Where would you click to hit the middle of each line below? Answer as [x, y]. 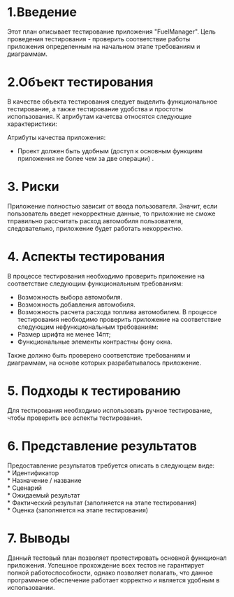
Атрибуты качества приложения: [57, 137]
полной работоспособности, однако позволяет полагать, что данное [110, 573]
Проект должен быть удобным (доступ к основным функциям [110, 150]
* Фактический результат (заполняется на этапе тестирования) [102, 503]
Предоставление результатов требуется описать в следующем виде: [111, 465]
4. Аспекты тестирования [86, 257]
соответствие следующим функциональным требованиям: [95, 283]
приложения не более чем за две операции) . [86, 158]
